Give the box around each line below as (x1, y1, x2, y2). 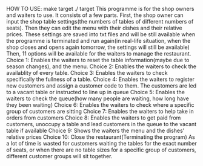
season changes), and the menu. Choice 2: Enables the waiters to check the (6, 63, 197, 70)
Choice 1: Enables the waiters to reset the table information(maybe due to (6, 57, 190, 63)
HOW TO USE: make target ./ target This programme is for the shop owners (6, 5, 195, 12)
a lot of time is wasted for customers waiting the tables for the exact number (6, 140, 197, 147)
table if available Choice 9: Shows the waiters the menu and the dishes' (6, 127, 185, 134)
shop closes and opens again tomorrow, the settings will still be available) (6, 43, 190, 51)
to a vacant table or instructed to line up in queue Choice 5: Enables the (6, 89, 185, 95)
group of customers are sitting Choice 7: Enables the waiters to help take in (6, 108, 194, 115)
